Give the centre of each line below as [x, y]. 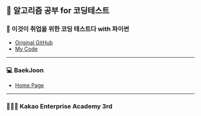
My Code [26, 49]
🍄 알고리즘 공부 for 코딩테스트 [58, 11]
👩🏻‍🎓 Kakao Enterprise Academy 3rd [59, 106]
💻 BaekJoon [25, 70]
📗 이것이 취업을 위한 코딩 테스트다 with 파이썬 [68, 29]
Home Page [29, 85]
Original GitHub [34, 42]
